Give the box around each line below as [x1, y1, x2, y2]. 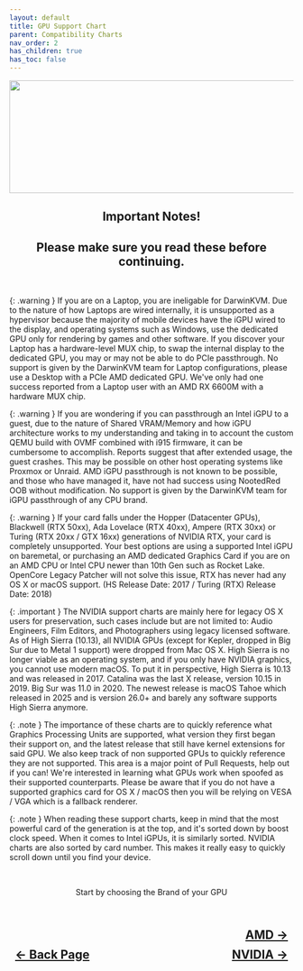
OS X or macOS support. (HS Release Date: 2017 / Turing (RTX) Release [9, 579, 277, 591]
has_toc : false [9, 55, 67, 64]
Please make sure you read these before [35, 240, 268, 255]
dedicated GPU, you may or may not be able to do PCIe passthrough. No [9, 353, 279, 363]
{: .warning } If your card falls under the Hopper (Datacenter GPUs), [9, 512, 261, 523]
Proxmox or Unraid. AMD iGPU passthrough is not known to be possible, [9, 466, 278, 477]
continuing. [118, 253, 185, 269]
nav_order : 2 [9, 38, 59, 48]
